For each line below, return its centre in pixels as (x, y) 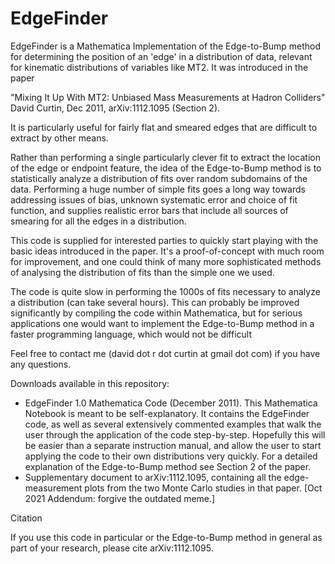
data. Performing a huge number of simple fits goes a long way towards (158, 189)
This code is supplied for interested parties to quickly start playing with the (164, 240)
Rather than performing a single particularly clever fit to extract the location (166, 157)
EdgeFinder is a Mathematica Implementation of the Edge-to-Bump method (165, 46)
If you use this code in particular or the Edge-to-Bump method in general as (166, 537)
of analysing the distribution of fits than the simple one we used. (142, 272)
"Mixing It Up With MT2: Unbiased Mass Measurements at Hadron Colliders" (168, 97)
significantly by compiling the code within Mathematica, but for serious (156, 313)
